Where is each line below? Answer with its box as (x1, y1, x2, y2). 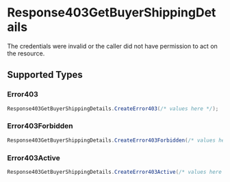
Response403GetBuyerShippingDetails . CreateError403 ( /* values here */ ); (7, 105, 219, 112)
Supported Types (7, 69, 84, 81)
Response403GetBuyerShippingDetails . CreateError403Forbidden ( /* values (7, 137, 216, 144)
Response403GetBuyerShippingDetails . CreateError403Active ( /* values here (7, 168, 222, 175)
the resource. (7, 49, 45, 57)
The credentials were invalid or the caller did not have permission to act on (7, 42, 218, 50)
